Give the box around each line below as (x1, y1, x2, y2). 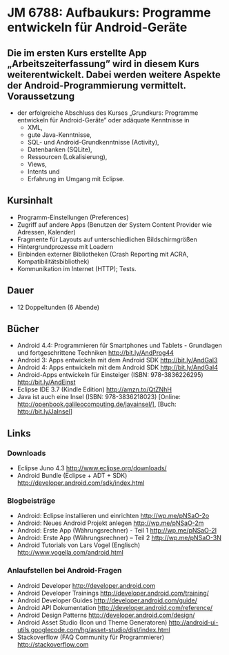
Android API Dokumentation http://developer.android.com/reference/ (17, 603, 213, 611)
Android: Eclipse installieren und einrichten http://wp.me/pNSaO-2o (17, 512, 210, 520)
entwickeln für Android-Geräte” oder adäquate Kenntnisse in (17, 116, 190, 124)
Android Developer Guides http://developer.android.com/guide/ (17, 596, 198, 605)
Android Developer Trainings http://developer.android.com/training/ (17, 589, 209, 597)
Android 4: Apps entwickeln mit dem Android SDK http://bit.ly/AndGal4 (17, 363, 219, 371)
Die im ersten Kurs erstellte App (7, 47, 147, 59)
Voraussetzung (7, 90, 74, 102)
